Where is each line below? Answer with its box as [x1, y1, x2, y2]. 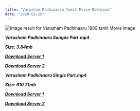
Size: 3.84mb [5, 44, 33, 50]
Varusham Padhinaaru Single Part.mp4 [5, 72, 87, 78]
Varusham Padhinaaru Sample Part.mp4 [5, 35, 90, 40]
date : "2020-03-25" [5, 12, 45, 17]
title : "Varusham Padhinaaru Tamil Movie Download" [5, 7, 112, 12]
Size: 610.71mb [5, 81, 36, 88]
